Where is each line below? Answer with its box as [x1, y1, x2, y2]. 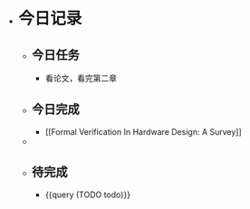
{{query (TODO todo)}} [44, 189, 131, 200]
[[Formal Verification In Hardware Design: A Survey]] [44, 126, 242, 137]
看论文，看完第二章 [44, 73, 118, 83]
